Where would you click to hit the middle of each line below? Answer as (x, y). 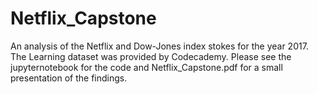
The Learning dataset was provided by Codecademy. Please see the (151, 56)
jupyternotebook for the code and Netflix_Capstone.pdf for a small (146, 67)
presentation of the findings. (69, 78)
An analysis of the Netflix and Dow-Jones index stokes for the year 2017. (159, 46)
